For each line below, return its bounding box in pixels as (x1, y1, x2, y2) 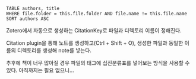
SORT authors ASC (6, 16, 49, 22)
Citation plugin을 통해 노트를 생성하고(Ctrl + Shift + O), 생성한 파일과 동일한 (6, 39, 184, 47)
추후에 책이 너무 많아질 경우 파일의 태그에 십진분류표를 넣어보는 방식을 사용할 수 (6, 60, 190, 66)
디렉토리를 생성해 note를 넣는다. (17, 47, 92, 54)
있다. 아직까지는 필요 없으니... (6, 67, 74, 74)
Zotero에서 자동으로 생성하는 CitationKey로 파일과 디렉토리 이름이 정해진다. (6, 27, 182, 34)
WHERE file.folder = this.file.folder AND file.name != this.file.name (6, 11, 187, 17)
